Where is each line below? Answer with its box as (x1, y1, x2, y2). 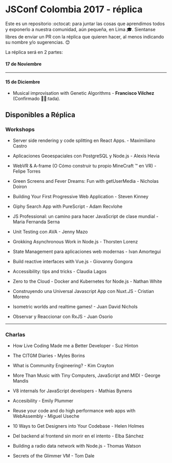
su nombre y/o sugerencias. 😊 (5, 39, 70, 45)
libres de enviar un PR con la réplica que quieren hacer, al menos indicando (5, 33, 164, 39)
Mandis (12, 378, 29, 384)
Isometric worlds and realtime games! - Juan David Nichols (12, 304, 138, 310)
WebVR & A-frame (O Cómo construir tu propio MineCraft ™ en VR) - (12, 163, 157, 169)
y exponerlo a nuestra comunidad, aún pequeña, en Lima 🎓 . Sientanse (5, 26, 156, 32)
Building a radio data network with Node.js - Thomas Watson (12, 443, 141, 449)
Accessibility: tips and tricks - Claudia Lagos (12, 268, 107, 275)
